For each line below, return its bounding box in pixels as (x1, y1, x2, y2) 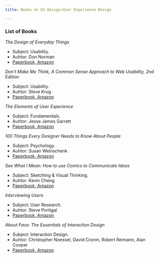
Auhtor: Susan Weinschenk (12, 147, 68, 153)
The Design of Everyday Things (5, 39, 70, 45)
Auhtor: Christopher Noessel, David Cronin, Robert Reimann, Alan (12, 236, 146, 242)
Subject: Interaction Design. (12, 231, 69, 237)
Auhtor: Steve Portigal (12, 207, 57, 213)
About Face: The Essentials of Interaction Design (5, 221, 105, 227)
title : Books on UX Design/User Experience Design (5, 7, 112, 12)
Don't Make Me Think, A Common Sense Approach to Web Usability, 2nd (5, 69, 154, 74)
